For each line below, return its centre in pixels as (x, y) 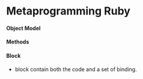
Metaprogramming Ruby (68, 11)
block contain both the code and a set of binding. (76, 69)
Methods (18, 42)
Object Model (23, 28)
